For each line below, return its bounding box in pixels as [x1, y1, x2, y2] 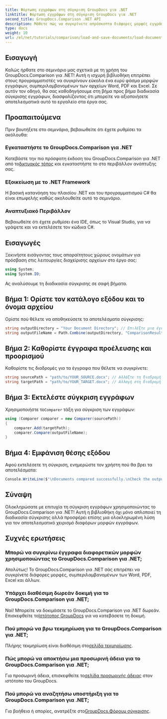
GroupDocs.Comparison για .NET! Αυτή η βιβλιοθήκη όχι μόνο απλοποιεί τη [5, 509, 162, 515]
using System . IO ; [5, 271, 41, 277]
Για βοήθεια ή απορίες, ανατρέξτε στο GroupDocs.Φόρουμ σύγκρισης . [5, 708, 151, 714]
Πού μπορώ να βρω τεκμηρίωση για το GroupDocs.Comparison [5, 625, 162, 632]
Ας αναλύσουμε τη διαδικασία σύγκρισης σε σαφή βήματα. [5, 280, 128, 286]
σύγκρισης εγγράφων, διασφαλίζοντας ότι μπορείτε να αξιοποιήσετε [5, 93, 149, 99]
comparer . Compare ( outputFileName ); [14, 430, 88, 435]
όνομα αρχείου [5, 303, 54, 311]
